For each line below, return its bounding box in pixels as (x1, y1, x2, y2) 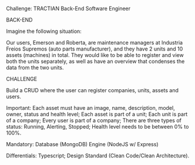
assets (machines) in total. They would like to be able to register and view (6, 52, 184, 58)
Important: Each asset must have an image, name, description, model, (6, 105, 175, 111)
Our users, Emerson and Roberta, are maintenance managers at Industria (6, 39, 183, 46)
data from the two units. (6, 64, 64, 71)
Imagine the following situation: (6, 28, 82, 35)
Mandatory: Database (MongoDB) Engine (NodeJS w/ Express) (6, 141, 159, 147)
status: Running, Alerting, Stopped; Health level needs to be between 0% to (6, 123, 189, 130)
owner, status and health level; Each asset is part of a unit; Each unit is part (6, 111, 188, 117)
